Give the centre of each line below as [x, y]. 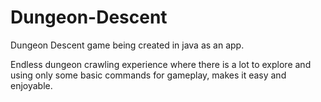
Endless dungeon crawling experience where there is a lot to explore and [161, 64]
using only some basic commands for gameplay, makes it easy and [148, 75]
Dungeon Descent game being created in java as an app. [127, 45]
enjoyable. [31, 85]
